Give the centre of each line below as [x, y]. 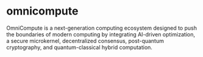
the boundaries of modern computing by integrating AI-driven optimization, [101, 34]
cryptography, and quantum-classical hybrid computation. [79, 47]
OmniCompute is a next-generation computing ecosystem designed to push [101, 28]
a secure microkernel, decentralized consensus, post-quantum [85, 41]
